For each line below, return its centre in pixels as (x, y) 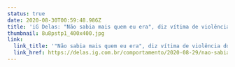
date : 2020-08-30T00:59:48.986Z (54, 20)
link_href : (29, 53)
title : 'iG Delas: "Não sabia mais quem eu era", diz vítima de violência (119, 27)
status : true (26, 14)
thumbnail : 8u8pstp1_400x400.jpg (56, 33)
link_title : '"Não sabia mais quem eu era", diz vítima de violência (117, 46)
